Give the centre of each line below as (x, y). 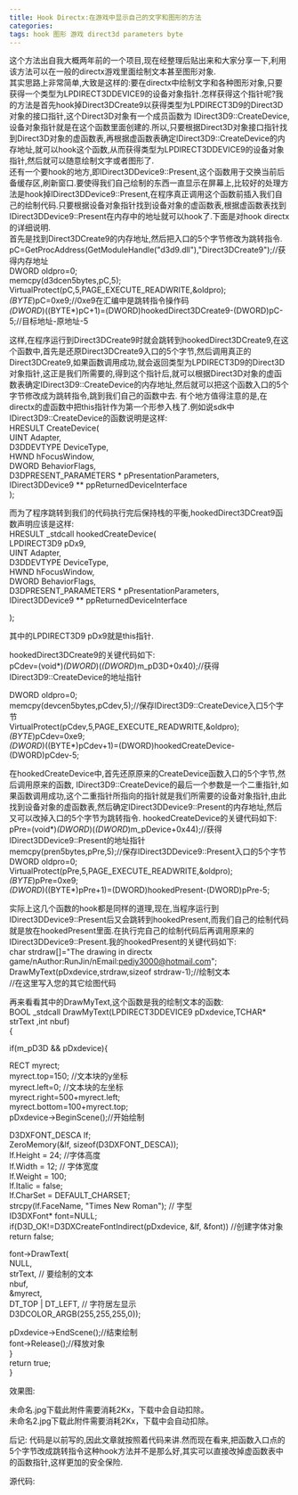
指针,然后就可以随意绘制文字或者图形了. (82, 160)
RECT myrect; (35, 1065)
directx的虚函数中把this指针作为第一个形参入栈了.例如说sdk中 (122, 407)
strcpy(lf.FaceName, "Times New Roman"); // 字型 (101, 1206)
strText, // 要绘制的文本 (51, 1274)
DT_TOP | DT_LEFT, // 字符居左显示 (73, 1304)
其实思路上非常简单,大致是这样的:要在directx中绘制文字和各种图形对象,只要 (146, 83)
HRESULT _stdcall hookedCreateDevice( (83, 534)
